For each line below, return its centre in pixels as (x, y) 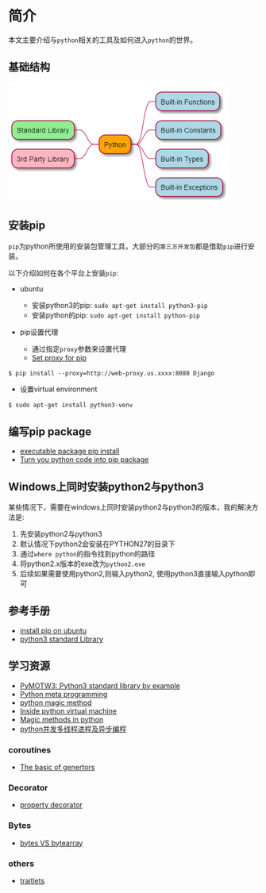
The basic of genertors (57, 767)
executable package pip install (69, 451)
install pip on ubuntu (53, 630)
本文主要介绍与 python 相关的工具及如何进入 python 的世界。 (102, 40)
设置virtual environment (58, 389)
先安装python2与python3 (61, 534)
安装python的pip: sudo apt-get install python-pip (116, 315)
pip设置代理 (39, 332)
